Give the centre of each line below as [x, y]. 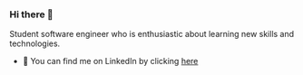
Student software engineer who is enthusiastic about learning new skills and [152, 34]
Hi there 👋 [32, 14]
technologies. [35, 43]
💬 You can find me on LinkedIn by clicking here [110, 61]
